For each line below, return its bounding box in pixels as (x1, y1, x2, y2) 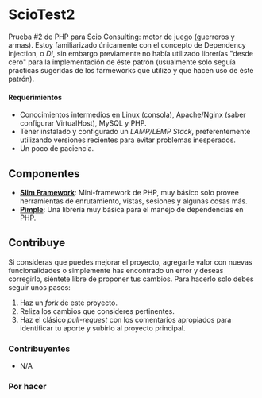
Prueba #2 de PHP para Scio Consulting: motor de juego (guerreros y (8, 32, 236, 41)
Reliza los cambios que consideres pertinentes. (19, 306, 175, 315)
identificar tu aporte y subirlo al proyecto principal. (19, 323, 186, 333)
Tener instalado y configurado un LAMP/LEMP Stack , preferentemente (19, 127, 251, 137)
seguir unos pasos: (8, 282, 71, 292)
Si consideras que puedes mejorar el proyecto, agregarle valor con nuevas (8, 257, 252, 267)
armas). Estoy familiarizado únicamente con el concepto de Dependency (8, 40, 246, 49)
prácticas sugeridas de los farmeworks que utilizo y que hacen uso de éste (8, 65, 254, 75)
